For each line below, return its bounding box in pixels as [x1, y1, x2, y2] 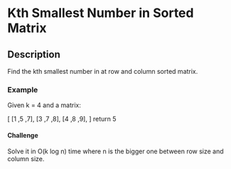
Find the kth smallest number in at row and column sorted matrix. [7, 67, 198, 75]
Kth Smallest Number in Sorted [7, 5, 194, 21]
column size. [7, 154, 45, 163]
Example [7, 84, 38, 94]
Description [7, 48, 60, 60]
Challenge [7, 131, 39, 139]
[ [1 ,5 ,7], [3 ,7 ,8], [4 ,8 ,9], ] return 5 [7, 115, 117, 124]
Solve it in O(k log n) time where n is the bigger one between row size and [7, 147, 224, 156]
